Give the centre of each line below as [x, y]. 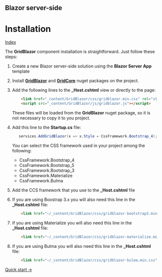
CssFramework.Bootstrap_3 [47, 170]
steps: [11, 57]
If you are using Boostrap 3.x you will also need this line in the [74, 199]
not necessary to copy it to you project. [51, 118]
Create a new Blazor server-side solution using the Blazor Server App [82, 66]
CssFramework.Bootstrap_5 [47, 165]
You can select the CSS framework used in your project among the [78, 146]
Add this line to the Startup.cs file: [46, 128]
